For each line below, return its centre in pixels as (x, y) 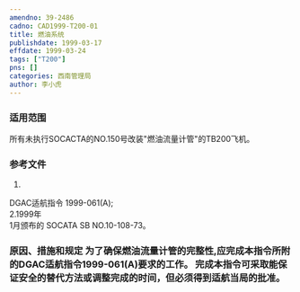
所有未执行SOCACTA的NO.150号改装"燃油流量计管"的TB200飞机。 (132, 138)
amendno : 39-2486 (42, 18)
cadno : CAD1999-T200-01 (54, 26)
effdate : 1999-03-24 (48, 51)
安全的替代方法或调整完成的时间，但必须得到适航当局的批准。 (152, 278)
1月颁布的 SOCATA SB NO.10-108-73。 (80, 226)
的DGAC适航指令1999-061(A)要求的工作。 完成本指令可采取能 (144, 264)
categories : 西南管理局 (50, 76)
